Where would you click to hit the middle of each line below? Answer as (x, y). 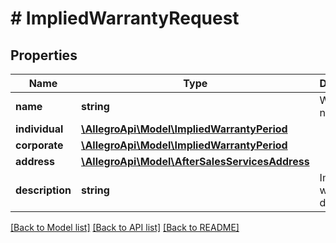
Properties (44, 55)
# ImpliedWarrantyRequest (125, 18)
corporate (39, 145)
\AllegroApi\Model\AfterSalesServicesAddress (195, 161)
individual (39, 129)
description (43, 190)
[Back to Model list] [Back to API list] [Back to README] (125, 227)
